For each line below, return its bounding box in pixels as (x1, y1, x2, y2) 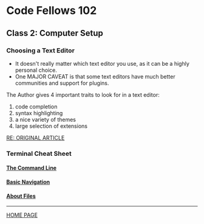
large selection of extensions (15, 122, 88, 130)
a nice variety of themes (15, 116, 76, 123)
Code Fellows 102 (6, 4, 97, 18)
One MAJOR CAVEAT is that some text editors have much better (15, 72, 175, 80)
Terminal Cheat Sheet (6, 149, 72, 158)
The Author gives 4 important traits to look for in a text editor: (6, 91, 160, 98)
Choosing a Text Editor (6, 46, 75, 55)
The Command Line (6, 164, 56, 172)
